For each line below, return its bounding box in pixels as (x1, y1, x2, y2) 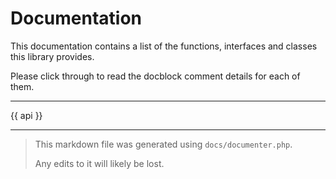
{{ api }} (10, 109, 43, 121)
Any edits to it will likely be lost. (34, 157, 165, 169)
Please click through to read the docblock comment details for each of (10, 70, 301, 82)
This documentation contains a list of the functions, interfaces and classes (10, 40, 318, 52)
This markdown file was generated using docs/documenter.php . (34, 138, 293, 150)
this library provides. (10, 50, 95, 62)
